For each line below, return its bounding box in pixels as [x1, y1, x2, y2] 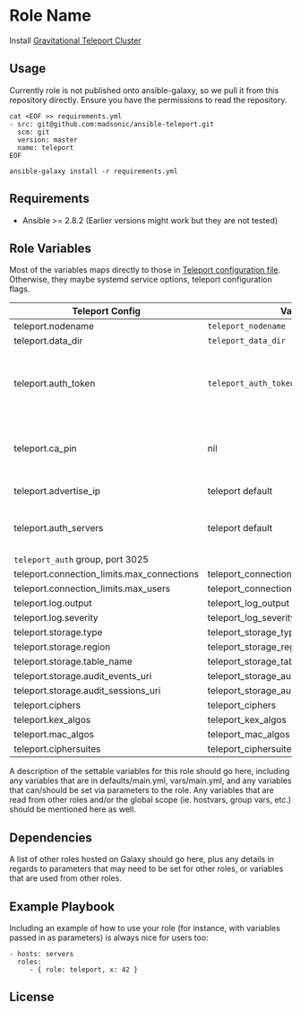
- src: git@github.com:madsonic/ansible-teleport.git [9, 119, 215, 128]
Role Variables [9, 240, 91, 256]
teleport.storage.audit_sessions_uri [13, 684, 161, 697]
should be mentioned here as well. [9, 804, 136, 815]
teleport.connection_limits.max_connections [13, 568, 200, 580]
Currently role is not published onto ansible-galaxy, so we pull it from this [9, 84, 279, 95]
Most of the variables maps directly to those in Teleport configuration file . [9, 265, 280, 275]
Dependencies [9, 830, 92, 845]
